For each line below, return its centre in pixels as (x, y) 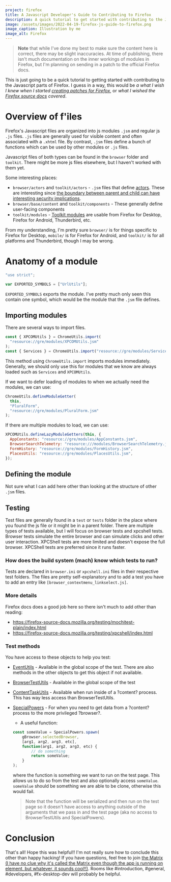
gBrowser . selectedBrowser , (51, 737)
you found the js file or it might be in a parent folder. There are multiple (79, 525)
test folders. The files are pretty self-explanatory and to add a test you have (84, 577)
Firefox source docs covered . (36, 96)
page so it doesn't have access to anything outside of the (85, 807)
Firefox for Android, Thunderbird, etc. (52, 220)
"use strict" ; (20, 275)
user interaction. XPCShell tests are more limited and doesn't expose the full (85, 542)
